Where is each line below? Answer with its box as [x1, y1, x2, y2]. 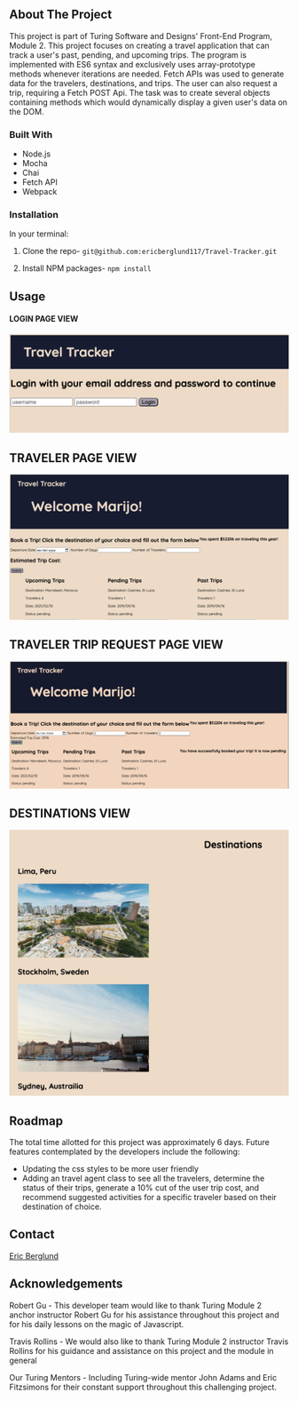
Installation [9, 209, 59, 221]
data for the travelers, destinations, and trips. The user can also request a [9, 77, 278, 88]
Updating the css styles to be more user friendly [21, 1163, 200, 1174]
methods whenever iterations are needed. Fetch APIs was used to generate [9, 68, 285, 79]
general [9, 1355, 37, 1365]
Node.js [21, 148, 51, 159]
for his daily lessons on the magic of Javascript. [9, 1318, 184, 1329]
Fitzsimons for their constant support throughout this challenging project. [9, 1381, 278, 1392]
